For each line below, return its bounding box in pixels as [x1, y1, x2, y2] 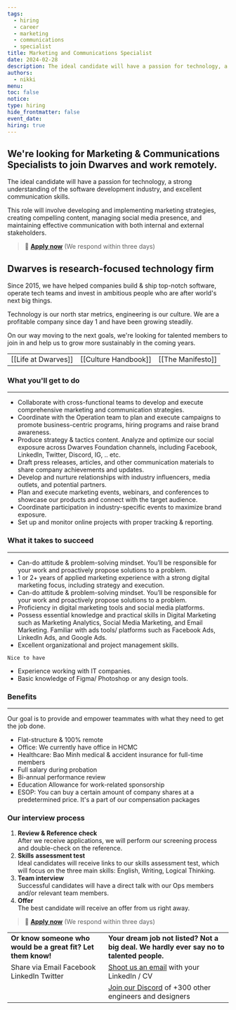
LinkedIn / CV [107, 971, 153, 981]
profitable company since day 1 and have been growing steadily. [7, 318, 193, 326]
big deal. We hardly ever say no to [107, 942, 225, 952]
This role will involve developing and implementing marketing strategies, [7, 206, 216, 215]
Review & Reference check [17, 829, 98, 837]
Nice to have [7, 654, 46, 661]
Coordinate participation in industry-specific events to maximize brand [17, 503, 222, 512]
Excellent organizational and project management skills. [17, 641, 179, 649]
